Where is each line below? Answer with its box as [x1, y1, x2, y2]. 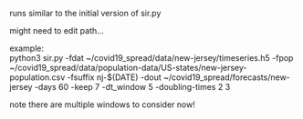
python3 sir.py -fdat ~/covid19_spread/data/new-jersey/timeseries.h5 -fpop [9, 53, 294, 63]
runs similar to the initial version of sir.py [9, 8, 162, 18]
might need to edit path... [9, 25, 105, 35]
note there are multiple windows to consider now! [9, 99, 196, 110]
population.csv [9, 72, 66, 83]
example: [9, 43, 44, 54]
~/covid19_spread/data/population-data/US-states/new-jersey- [9, 63, 247, 73]
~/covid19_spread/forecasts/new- [162, 72, 290, 83]
